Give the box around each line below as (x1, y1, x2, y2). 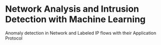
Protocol (5, 35, 22, 41)
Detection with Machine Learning (5, 14, 146, 25)
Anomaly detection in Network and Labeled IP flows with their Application (5, 30, 157, 36)
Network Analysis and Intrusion (5, 3, 140, 15)
